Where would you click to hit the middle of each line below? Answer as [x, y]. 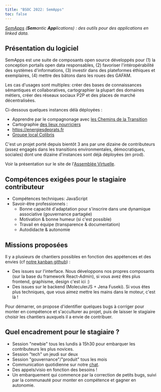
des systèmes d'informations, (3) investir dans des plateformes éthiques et [80, 71]
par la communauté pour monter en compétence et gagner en [74, 380]
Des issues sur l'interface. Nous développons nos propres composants [83, 271]
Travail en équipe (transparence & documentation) [70, 225]
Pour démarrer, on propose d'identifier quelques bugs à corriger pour [75, 306]
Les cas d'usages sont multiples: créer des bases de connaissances [73, 85]
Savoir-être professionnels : [40, 204]
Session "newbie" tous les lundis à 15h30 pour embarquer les [73, 344]
